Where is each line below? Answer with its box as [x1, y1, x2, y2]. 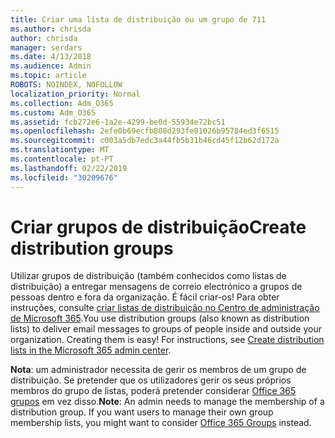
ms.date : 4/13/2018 [10, 52, 92, 62]
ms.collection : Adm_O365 [10, 98, 114, 108]
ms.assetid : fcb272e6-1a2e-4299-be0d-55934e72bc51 [10, 117, 226, 127]
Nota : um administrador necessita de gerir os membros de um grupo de [10, 364, 307, 376]
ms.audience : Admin [10, 61, 92, 71]
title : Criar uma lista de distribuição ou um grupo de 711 [10, 14, 267, 25]
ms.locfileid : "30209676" [10, 172, 118, 183]
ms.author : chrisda [10, 24, 92, 34]
